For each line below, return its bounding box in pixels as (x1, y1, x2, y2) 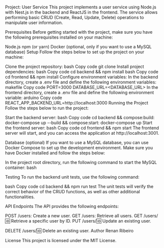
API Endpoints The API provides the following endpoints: (5, 204, 119, 209)
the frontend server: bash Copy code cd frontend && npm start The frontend (5, 125, 159, 131)
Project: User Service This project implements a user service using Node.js (5, 4, 157, 10)
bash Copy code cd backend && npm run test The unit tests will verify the (5, 184, 154, 189)
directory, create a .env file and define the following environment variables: (5, 79, 157, 85)
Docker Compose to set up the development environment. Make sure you (5, 145, 153, 150)
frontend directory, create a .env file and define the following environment (5, 90, 154, 95)
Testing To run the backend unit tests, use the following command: (5, 174, 140, 180)
